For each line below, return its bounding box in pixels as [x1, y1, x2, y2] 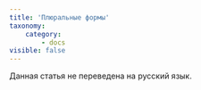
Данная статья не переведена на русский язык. [9, 70, 192, 81]
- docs [41, 37, 66, 47]
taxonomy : [9, 21, 46, 30]
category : [25, 29, 63, 38]
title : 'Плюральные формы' [9, 12, 110, 22]
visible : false [9, 46, 66, 55]
